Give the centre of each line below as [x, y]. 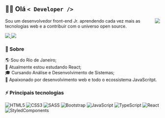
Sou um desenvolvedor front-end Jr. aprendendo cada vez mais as [73, 21]
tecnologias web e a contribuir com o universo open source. [66, 26]
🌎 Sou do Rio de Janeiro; [31, 60]
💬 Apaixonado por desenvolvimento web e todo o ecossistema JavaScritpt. [81, 80]
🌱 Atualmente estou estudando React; [43, 67]
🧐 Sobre [15, 49]
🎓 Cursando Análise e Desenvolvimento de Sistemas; [60, 73]
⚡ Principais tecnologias [35, 93]
